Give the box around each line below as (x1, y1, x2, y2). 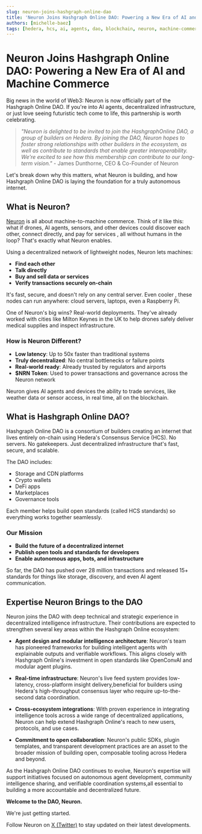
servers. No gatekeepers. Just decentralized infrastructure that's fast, (6, 440, 179, 448)
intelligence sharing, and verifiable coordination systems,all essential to (6, 780, 183, 787)
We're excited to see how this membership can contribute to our (20, 153, 180, 161)
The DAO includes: (6, 459, 53, 466)
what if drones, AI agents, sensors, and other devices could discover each (6, 224, 191, 231)
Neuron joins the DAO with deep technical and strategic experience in (6, 613, 179, 620)
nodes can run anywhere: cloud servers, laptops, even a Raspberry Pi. (6, 297, 180, 304)
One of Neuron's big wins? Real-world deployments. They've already (6, 309, 177, 316)
